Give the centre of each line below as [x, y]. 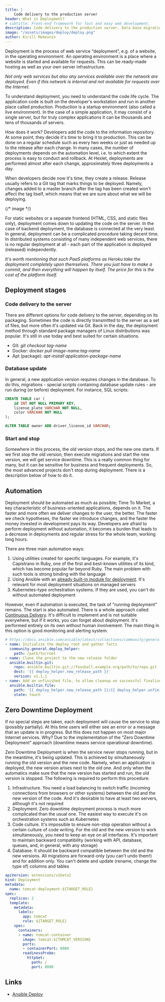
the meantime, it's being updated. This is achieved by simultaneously [75, 757]
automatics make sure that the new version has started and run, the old [77, 773]
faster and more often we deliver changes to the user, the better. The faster [81, 513]
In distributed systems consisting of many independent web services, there [81, 239]
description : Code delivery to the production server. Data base [73, 28]
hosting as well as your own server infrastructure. [55, 66]
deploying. [16, 199]
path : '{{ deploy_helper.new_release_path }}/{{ [65, 690]
